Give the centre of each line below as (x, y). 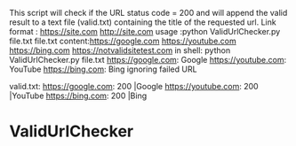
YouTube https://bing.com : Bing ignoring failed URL (103, 69)
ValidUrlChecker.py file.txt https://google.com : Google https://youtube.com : (148, 60)
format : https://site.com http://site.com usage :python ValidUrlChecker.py (145, 31)
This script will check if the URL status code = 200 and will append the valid (148, 13)
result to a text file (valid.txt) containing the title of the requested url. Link (143, 22)
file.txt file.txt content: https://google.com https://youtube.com (123, 41)
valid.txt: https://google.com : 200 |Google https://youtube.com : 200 (134, 86)
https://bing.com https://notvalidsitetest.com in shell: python (120, 50)
